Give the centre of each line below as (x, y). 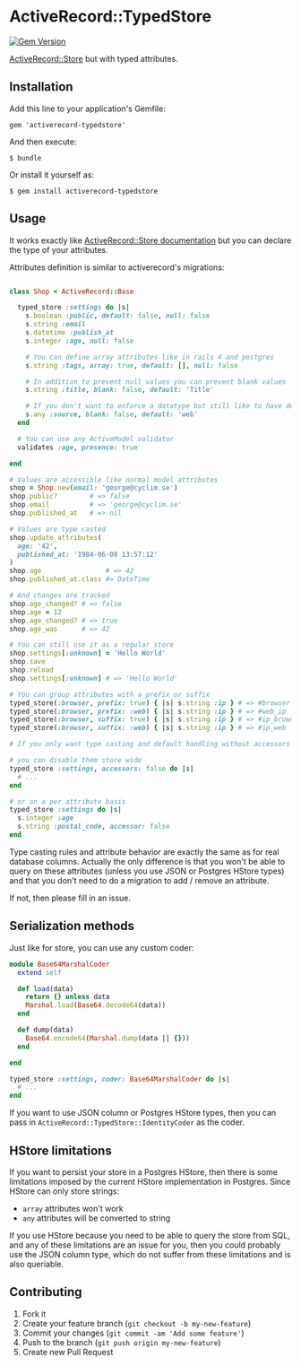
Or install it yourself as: (52, 174)
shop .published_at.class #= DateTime (80, 579)
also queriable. (37, 1264)
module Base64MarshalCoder (60, 964)
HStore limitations (60, 1150)
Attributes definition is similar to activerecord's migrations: (117, 267)
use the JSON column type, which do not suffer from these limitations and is (150, 1254)
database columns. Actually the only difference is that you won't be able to (147, 861)
